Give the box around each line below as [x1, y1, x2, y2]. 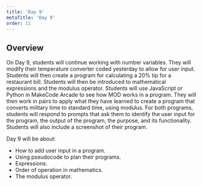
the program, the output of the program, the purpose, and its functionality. [6, 117, 192, 125]
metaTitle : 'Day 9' [6, 15, 56, 21]
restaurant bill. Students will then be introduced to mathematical [6, 78, 166, 86]
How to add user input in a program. [15, 147, 106, 154]
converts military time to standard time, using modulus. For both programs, [6, 104, 194, 111]
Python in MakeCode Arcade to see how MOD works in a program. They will [6, 91, 197, 98]
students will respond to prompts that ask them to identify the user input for [6, 111, 195, 118]
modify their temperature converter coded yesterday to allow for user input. [6, 65, 195, 73]
